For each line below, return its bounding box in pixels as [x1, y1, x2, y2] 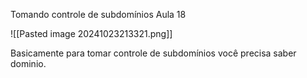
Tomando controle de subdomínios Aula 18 [10, 9, 187, 20]
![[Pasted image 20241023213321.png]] [10, 28, 173, 39]
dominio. [10, 58, 47, 69]
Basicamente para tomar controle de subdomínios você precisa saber [10, 47, 297, 59]
